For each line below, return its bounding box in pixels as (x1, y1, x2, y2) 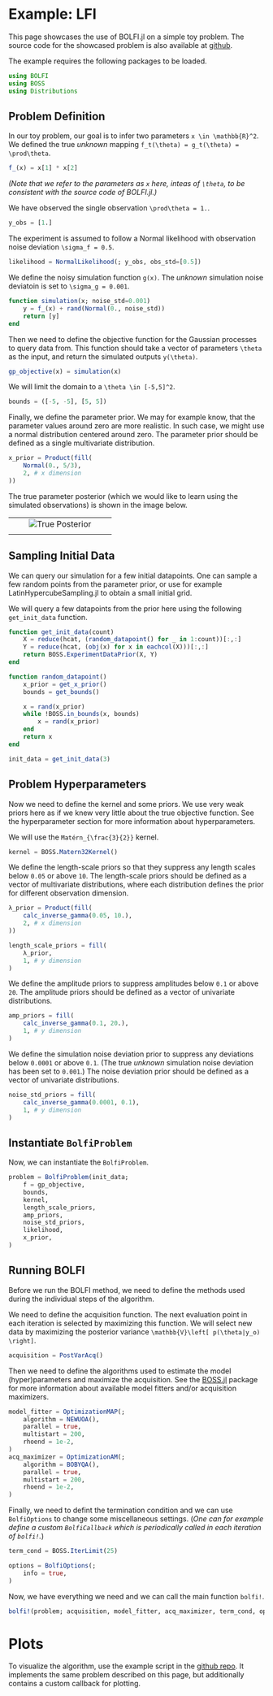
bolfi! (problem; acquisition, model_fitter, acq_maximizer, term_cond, (8, 1607, 256, 1616)
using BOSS (8, 79, 45, 88)
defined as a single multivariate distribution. (8, 438, 155, 448)
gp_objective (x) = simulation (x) (8, 367, 122, 375)
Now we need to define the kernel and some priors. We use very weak (8, 799, 244, 809)
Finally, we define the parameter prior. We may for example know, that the (8, 412, 256, 423)
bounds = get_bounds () (23, 688, 100, 696)
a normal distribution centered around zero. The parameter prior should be (8, 430, 258, 440)
